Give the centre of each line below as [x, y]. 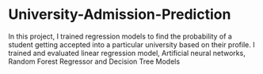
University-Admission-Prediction [120, 15]
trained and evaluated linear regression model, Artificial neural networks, [127, 53]
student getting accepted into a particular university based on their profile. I [131, 44]
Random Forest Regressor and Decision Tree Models [94, 61]
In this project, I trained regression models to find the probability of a [120, 36]
